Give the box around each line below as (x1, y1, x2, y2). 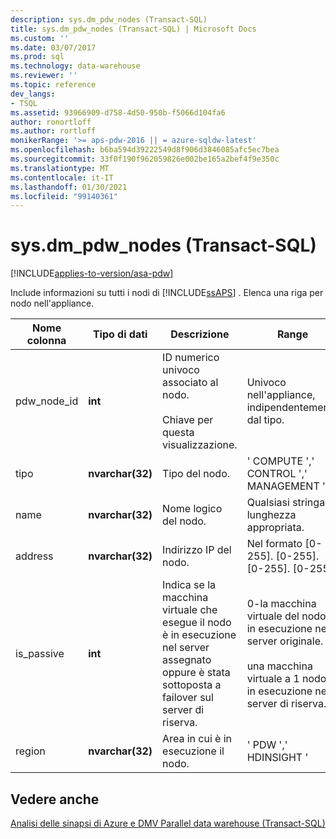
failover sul (162, 691, 214, 705)
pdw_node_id (15, 394, 79, 408)
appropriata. (246, 521, 305, 535)
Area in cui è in (162, 732, 233, 746)
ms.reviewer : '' (10, 71, 78, 81)
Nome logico (162, 502, 223, 516)
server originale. (246, 634, 324, 648)
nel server (162, 641, 210, 655)
